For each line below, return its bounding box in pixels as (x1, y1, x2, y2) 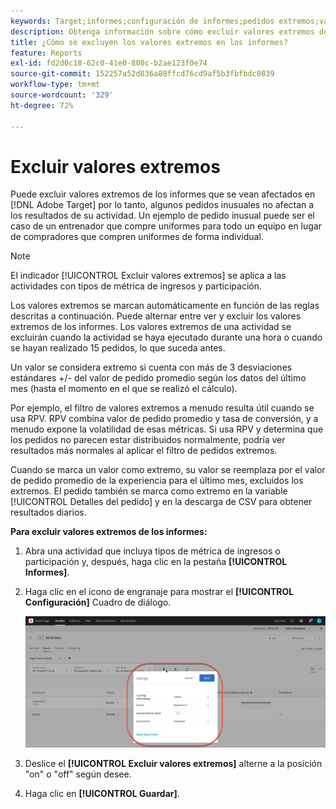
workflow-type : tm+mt (10, 80, 101, 90)
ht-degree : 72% (10, 100, 74, 110)
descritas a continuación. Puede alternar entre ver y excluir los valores (10, 310, 302, 322)
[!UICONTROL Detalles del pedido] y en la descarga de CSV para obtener (10, 496, 313, 508)
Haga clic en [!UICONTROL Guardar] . (24, 788, 180, 800)
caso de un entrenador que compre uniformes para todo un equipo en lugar (10, 220, 322, 232)
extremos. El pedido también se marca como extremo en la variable (10, 485, 288, 497)
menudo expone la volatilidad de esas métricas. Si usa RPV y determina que (10, 423, 324, 435)
